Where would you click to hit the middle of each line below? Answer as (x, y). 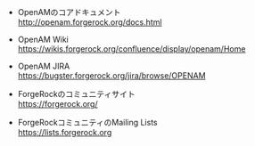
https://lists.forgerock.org (65, 132)
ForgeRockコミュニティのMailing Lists (87, 122)
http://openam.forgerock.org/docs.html (90, 22)
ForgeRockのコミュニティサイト (76, 94)
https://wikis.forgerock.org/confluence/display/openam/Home (132, 49)
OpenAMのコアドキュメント (69, 12)
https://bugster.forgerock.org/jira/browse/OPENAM (112, 76)
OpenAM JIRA (44, 66)
